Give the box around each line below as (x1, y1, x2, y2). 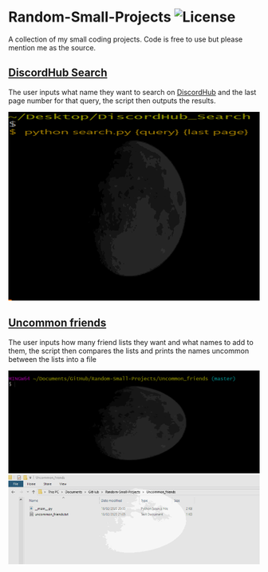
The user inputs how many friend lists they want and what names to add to (8, 337, 254, 347)
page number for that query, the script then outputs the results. (8, 96, 216, 105)
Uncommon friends (8, 316, 107, 330)
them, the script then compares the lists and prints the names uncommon (8, 346, 250, 356)
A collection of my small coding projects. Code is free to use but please (8, 34, 243, 44)
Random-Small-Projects (8, 8, 171, 26)
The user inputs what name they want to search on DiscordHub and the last (8, 87, 257, 97)
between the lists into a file (8, 354, 97, 363)
